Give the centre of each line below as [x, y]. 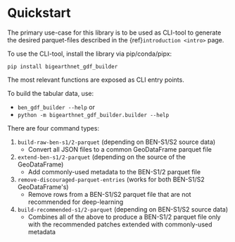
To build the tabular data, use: [50, 93]
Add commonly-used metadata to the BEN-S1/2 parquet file [114, 171]
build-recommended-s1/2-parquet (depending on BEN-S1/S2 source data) [123, 209]
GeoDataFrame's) [43, 187]
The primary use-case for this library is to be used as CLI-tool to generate [114, 32]
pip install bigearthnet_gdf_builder [63, 66]
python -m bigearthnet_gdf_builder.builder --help [93, 115]
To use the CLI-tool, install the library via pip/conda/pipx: [90, 54]
